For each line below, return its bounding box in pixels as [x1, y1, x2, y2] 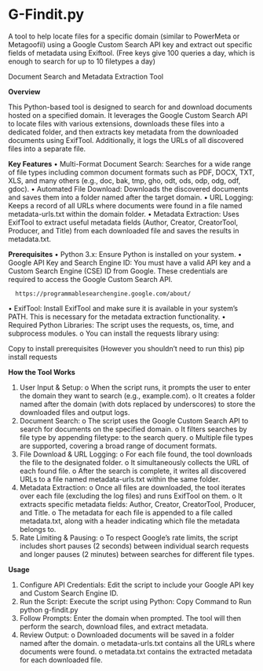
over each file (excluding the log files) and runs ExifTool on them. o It [19, 491, 243, 500]
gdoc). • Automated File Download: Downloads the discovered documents [8, 184, 249, 193]
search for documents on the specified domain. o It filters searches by [19, 424, 247, 434]
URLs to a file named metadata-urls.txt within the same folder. [19, 474, 221, 484]
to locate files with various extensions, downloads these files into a [8, 119, 225, 128]
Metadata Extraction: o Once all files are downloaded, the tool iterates [19, 482, 246, 492]
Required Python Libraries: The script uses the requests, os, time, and [8, 320, 234, 329]
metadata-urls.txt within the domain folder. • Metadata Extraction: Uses [8, 209, 239, 218]
